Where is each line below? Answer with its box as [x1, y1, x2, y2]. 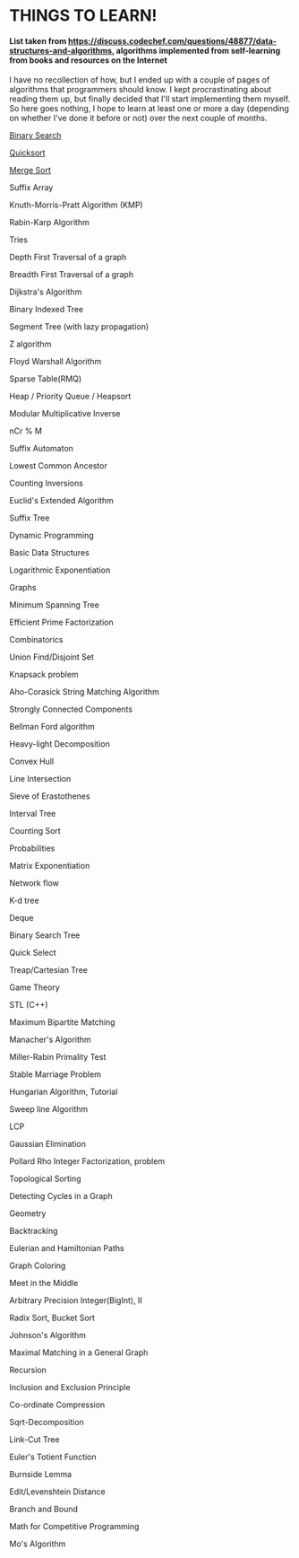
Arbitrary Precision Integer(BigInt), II [9, 1295, 143, 1306]
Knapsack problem [9, 670, 79, 680]
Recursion [9, 1365, 47, 1376]
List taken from [9, 35, 67, 46]
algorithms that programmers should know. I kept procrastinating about [9, 84, 271, 95]
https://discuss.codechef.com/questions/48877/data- [68, 35, 278, 46]
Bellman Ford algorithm [9, 722, 96, 732]
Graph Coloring [9, 1260, 66, 1271]
